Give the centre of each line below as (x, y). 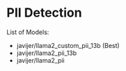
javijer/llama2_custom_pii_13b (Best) (68, 45)
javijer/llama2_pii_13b (47, 53)
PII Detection (44, 13)
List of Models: (28, 32)
